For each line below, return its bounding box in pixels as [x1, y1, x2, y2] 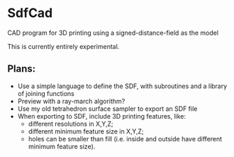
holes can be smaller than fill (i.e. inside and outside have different [28, 134, 223, 143]
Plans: [7, 63, 36, 75]
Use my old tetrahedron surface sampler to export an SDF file [17, 104, 198, 113]
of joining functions [17, 89, 74, 97]
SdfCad [7, 5, 53, 21]
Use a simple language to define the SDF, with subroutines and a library [17, 82, 228, 90]
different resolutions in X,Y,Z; [28, 119, 113, 128]
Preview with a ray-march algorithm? [17, 97, 126, 105]
